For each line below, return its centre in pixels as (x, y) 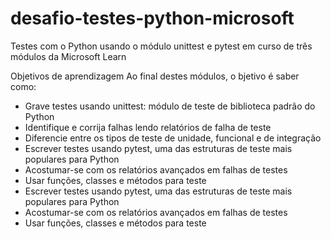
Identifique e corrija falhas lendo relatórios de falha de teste (148, 127)
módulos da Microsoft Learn (68, 56)
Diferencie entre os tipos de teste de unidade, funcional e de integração (173, 138)
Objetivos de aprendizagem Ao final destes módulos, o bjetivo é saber (155, 76)
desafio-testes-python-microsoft (152, 18)
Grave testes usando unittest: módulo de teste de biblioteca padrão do (170, 106)
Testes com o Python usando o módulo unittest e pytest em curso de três (161, 46)
